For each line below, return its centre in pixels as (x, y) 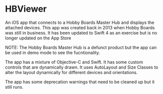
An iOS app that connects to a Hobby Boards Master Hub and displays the (80, 22)
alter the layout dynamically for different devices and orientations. (71, 72)
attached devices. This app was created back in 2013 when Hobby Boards (80, 27)
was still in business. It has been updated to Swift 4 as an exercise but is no (81, 33)
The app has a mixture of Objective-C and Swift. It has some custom (74, 62)
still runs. (14, 87)
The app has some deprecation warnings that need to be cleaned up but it (80, 82)
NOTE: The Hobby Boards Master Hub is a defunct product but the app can (81, 47)
